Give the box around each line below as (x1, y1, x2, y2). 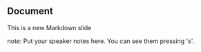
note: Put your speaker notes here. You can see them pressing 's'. (7, 37, 195, 45)
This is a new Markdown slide (7, 23, 92, 31)
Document (7, 5, 53, 17)
